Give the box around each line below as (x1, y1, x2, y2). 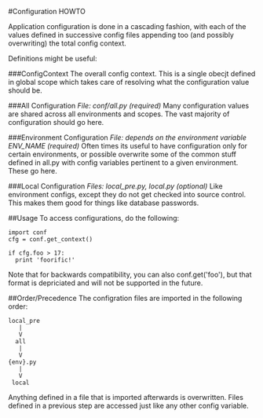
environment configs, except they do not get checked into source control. (8, 190, 247, 199)
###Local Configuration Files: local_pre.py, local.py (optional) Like (8, 181, 223, 191)
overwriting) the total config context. (8, 38, 127, 48)
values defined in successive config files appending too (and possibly (8, 31, 234, 39)
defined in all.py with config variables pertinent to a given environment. (8, 158, 239, 167)
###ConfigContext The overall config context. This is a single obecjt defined (8, 69, 256, 78)
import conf (8, 229, 47, 236)
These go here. (8, 167, 57, 175)
